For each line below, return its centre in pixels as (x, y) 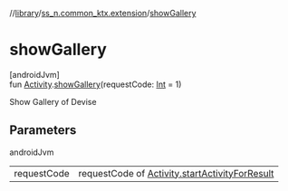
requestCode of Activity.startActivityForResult (176, 173)
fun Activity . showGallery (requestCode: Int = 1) (96, 84)
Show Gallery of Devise (53, 101)
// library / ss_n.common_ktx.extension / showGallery (103, 13)
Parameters (43, 130)
